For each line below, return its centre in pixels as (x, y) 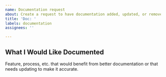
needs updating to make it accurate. (42, 69)
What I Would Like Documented (55, 52)
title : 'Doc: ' (21, 19)
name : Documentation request (35, 10)
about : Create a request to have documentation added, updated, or (76, 14)
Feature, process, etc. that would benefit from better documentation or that (82, 64)
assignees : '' (20, 28)
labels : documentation (28, 23)
